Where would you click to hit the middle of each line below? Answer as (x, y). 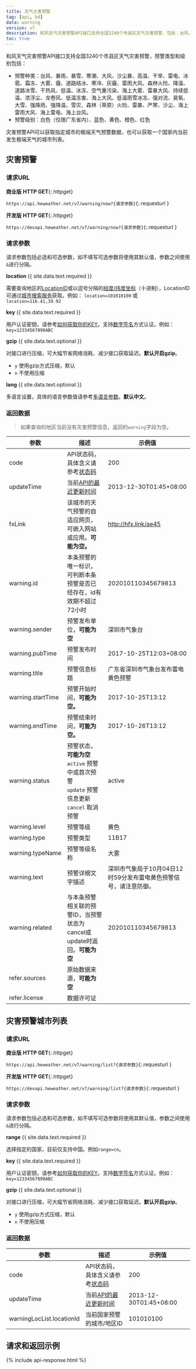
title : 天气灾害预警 (28, 11)
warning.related (31, 927)
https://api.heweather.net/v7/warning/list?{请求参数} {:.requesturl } (89, 1064)
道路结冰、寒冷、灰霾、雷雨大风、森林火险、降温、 (127, 83)
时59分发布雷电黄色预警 (141, 878)
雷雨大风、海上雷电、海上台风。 (53, 112)
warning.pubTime (33, 654)
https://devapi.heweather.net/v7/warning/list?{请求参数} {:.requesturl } (93, 1088)
